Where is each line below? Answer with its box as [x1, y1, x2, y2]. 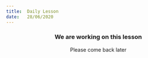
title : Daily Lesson [6, 8, 59, 14]
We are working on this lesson [54, 33, 142, 41]
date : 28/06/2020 [6, 14, 54, 20]
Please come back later [70, 46, 127, 53]
